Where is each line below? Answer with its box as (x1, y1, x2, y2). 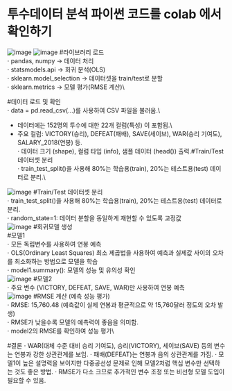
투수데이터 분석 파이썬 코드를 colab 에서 (7, 6, 222, 22)
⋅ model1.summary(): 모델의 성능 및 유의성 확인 (7, 265, 136, 274)
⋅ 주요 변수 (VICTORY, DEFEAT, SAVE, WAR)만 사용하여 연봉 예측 (7, 283, 185, 292)
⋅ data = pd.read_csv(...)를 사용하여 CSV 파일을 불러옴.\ (7, 106, 161, 115)
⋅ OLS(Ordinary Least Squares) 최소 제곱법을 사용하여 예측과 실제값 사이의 (7, 248, 211, 257)
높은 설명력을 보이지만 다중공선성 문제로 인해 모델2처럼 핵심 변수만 (22, 358, 202, 367)
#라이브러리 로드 (59, 48, 105, 56)
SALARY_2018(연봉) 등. (17, 138, 83, 147)
